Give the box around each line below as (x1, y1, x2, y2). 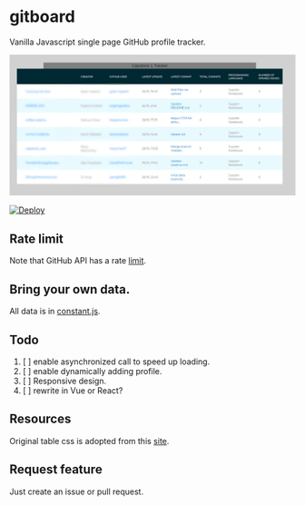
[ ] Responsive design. (22, 375, 107, 386)
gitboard (9, 6, 75, 27)
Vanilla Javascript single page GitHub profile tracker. (9, 36, 206, 47)
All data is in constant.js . (9, 306, 101, 317)
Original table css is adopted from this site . (9, 435, 170, 446)
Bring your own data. (9, 282, 131, 297)
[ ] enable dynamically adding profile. (22, 365, 162, 376)
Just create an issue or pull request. (9, 486, 143, 497)
